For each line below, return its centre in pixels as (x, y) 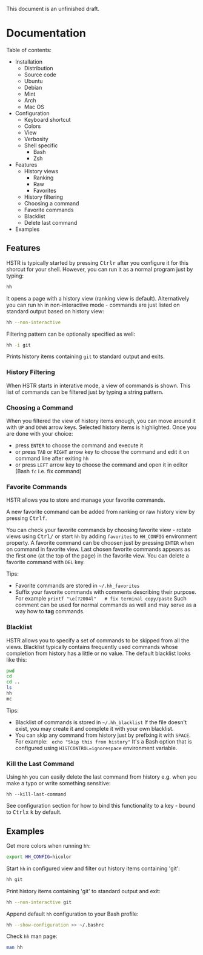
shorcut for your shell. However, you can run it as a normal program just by (100, 269)
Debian (33, 87)
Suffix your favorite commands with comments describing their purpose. (106, 592)
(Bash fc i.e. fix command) (48, 471)
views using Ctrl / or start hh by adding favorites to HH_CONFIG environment (101, 536)
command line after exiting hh (52, 458)
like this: (17, 659)
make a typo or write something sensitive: (58, 784)
